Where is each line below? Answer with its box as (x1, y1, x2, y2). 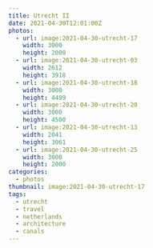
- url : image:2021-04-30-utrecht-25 (15, 146, 138, 154)
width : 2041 (22, 130, 62, 138)
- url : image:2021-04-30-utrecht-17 (15, 34, 138, 42)
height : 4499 (22, 94, 66, 102)
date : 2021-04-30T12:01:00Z (8, 19, 103, 27)
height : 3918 (22, 71, 66, 79)
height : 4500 (22, 116, 66, 124)
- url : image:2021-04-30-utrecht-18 (15, 78, 138, 86)
